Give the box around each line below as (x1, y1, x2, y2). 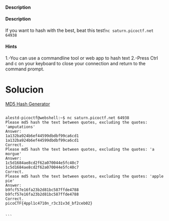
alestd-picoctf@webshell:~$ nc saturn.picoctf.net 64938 (5, 115, 130, 120)
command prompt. (5, 66, 45, 72)
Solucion (5, 84, 44, 96)
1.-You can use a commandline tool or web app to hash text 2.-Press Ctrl (5, 55, 158, 61)
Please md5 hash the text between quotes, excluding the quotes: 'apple (5, 174, 164, 179)
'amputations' (5, 124, 36, 130)
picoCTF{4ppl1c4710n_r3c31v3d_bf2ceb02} (5, 200, 93, 206)
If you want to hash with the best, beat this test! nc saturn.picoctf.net (5, 27, 154, 33)
